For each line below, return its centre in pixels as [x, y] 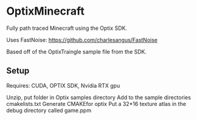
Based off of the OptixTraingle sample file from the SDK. [77, 51]
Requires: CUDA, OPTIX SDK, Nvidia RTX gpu [63, 85]
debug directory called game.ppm [49, 110]
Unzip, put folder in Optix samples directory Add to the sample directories [99, 97]
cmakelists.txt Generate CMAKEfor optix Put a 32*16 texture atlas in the [96, 104]
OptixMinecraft [46, 11]
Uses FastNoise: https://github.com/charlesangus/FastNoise [82, 40]
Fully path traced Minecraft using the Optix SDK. [67, 28]
